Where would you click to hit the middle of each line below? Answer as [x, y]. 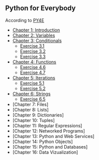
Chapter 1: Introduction [36, 30]
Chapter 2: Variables [34, 35]
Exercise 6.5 [33, 99]
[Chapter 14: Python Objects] [42, 141]
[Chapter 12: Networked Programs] [49, 131]
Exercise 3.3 [33, 56]
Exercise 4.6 [33, 67]
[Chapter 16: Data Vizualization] [45, 152]
